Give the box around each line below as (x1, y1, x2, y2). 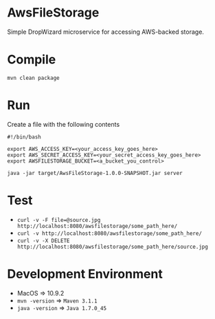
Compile (7, 52, 56, 68)
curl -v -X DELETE (16, 237, 70, 244)
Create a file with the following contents (7, 120, 120, 128)
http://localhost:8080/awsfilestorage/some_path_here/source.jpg (16, 243, 208, 250)
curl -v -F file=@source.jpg (16, 216, 101, 223)
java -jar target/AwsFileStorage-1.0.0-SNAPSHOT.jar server (7, 169, 183, 176)
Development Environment (7, 266, 163, 282)
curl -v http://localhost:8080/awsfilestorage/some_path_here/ (16, 229, 203, 237)
